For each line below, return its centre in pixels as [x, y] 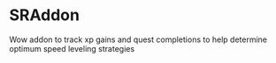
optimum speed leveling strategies [72, 48]
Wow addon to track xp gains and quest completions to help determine [138, 39]
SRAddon [44, 15]
